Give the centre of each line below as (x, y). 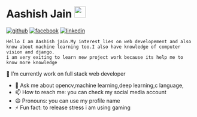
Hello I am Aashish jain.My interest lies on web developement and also (99, 41)
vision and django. (31, 52)
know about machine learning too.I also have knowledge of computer (93, 47)
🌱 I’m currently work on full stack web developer (66, 73)
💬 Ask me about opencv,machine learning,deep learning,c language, (99, 85)
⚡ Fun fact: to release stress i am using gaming (72, 107)
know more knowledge (32, 62)
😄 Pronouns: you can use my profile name (67, 100)
